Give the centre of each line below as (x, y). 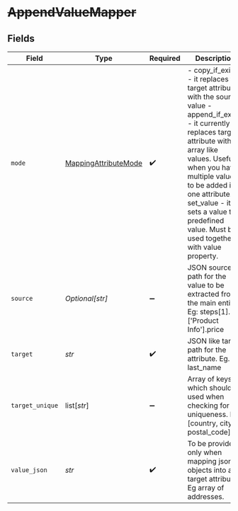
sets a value (208, 212)
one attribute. (210, 194)
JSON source (210, 268)
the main (202, 303)
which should (210, 388)
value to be (206, 285)
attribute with (209, 141)
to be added (208, 185)
